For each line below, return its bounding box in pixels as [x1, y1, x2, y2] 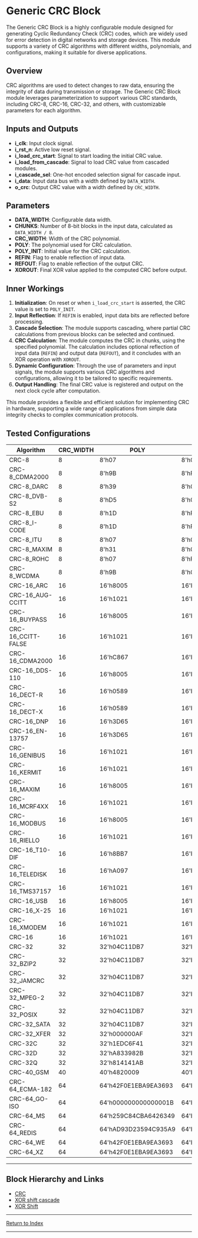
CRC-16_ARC [9, 581, 48, 589]
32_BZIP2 [9, 960, 37, 967]
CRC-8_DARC [9, 483, 49, 490]
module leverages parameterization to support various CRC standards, [6, 94, 178, 101]
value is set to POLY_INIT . [14, 306, 75, 313]
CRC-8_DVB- [9, 492, 48, 500]
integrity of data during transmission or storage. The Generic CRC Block [6, 87, 181, 95]
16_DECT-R [9, 691, 43, 698]
